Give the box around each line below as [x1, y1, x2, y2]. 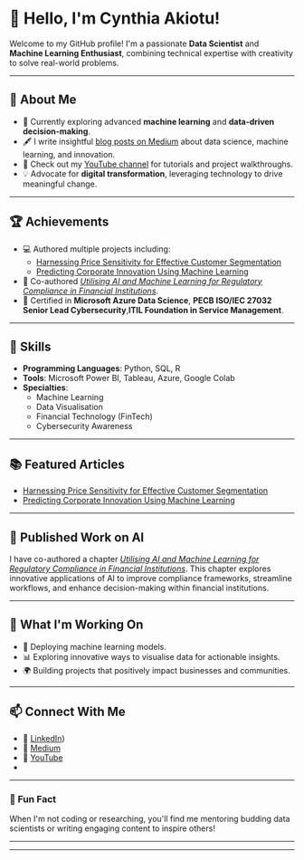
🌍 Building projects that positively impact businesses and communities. [22, 664, 291, 675]
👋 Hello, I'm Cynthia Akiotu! [9, 8, 221, 29]
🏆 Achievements [9, 215, 109, 230]
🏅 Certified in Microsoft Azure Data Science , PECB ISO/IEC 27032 [22, 294, 272, 306]
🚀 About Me [9, 92, 77, 108]
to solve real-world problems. [9, 57, 119, 68]
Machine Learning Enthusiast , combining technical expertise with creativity [9, 47, 294, 58]
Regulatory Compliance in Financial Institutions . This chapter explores [9, 563, 271, 574]
